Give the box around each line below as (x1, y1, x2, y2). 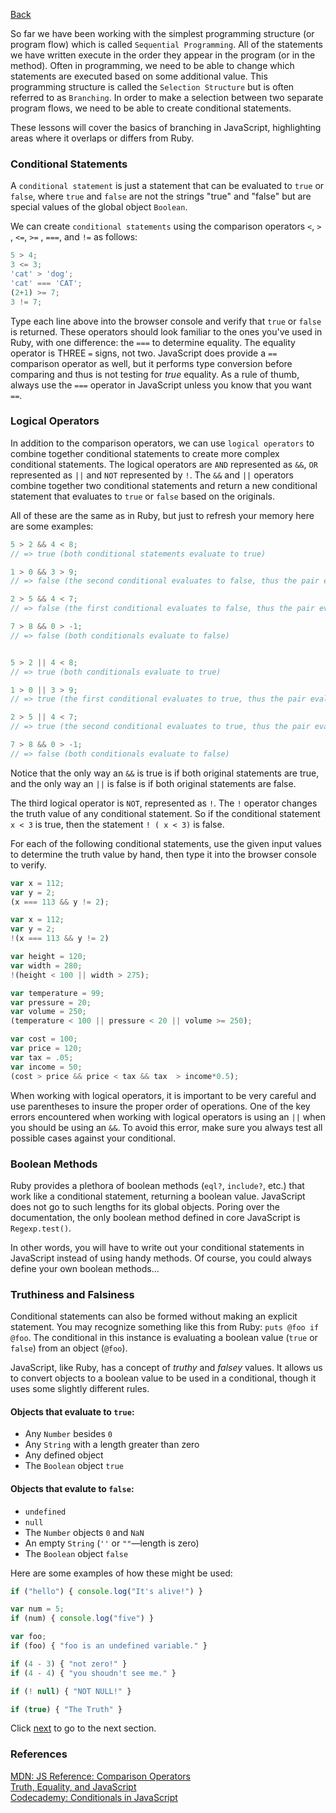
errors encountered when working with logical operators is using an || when (10, 1110, 326, 1123)
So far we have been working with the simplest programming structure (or (10, 28, 315, 39)
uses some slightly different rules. (10, 1383, 150, 1395)
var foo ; (10, 1632, 47, 1642)
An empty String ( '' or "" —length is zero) (24, 1537, 200, 1549)
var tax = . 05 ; (10, 1052, 74, 1063)
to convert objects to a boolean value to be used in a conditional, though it (10, 1372, 317, 1384)
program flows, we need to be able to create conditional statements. (10, 102, 292, 114)
